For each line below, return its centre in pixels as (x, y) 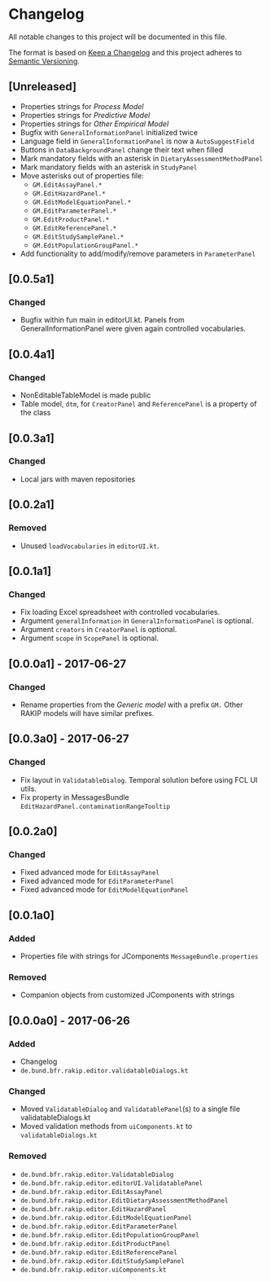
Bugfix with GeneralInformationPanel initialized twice (109, 132)
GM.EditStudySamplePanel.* (78, 237)
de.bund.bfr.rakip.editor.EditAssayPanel (91, 1192)
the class (35, 413)
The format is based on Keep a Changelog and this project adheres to (125, 52)
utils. (28, 788)
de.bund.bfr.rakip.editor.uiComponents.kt (93, 1270)
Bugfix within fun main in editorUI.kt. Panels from (102, 320)
